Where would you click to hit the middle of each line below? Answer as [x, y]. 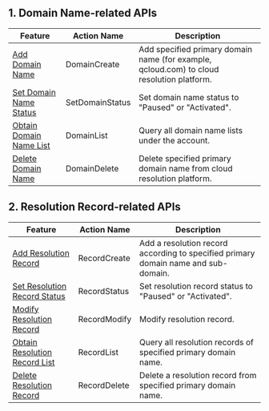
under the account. [175, 140]
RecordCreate [104, 258]
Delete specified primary [185, 158]
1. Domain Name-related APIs [83, 13]
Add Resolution [41, 253]
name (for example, [175, 59]
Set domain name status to [189, 97]
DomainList [86, 135]
